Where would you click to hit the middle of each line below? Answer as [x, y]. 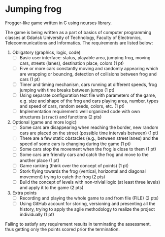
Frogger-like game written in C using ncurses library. [59, 23]
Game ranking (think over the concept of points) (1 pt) [74, 165]
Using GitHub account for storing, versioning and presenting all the [87, 203]
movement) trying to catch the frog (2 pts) [62, 177]
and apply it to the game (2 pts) [51, 187]
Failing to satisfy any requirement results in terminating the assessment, [78, 224]
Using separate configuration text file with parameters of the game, [88, 95]
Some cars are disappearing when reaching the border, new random [89, 127]
